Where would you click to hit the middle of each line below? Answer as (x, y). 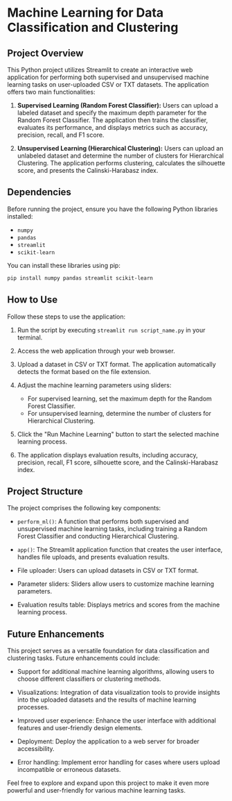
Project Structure (45, 491)
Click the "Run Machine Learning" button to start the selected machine (118, 434)
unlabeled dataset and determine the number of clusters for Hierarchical (120, 155)
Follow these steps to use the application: (66, 317)
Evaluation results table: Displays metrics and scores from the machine (118, 605)
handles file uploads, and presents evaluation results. (93, 557)
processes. (33, 707)
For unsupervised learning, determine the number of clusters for (119, 413)
